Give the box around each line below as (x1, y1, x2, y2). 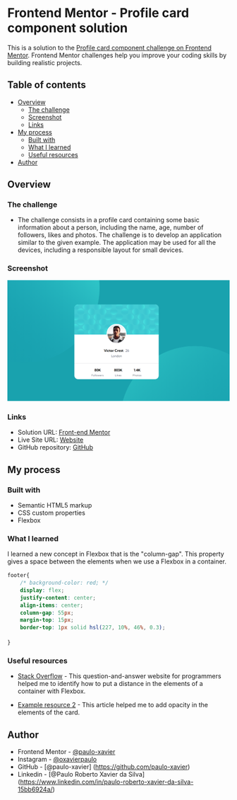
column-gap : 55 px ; (20, 609, 74, 617)
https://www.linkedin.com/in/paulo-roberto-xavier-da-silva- (20, 777, 194, 787)
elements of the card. (17, 708, 80, 716)
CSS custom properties (17, 508, 86, 517)
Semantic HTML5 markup (17, 501, 92, 509)
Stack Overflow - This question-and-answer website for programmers (17, 672, 221, 680)
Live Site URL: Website (17, 435, 84, 444)
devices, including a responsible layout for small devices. (17, 246, 184, 254)
